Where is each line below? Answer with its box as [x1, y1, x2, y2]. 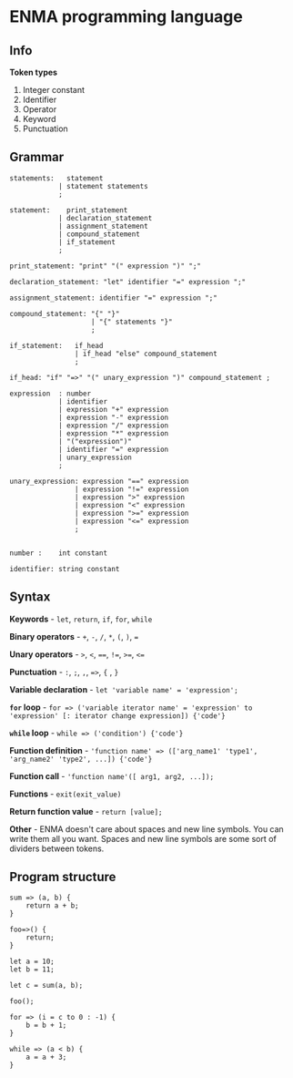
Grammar [9, 149, 65, 165]
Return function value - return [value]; [9, 806, 163, 816]
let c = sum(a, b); [9, 981, 84, 991]
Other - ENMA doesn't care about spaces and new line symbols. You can [9, 823, 284, 835]
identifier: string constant [9, 564, 120, 573]
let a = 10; [9, 957, 55, 967]
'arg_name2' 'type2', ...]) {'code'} [9, 755, 153, 764]
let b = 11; [9, 965, 55, 974]
